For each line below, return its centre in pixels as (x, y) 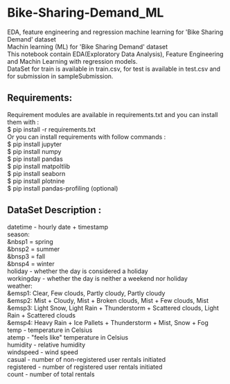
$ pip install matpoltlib (39, 166)
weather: (20, 286)
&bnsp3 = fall (26, 256)
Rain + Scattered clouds (42, 315)
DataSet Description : (54, 210)
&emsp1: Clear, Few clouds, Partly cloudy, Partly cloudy (86, 293)
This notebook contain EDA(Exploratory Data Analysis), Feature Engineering (115, 54)
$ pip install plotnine (36, 181)
